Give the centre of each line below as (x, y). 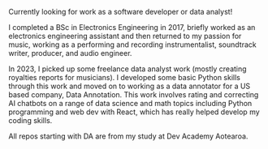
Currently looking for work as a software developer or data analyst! (121, 12)
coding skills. (30, 120)
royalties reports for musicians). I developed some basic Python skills (125, 77)
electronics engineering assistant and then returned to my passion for (125, 36)
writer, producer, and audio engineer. (70, 53)
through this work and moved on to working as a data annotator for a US (130, 86)
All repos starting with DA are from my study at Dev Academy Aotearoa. (128, 136)
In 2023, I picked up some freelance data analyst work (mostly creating (128, 69)
